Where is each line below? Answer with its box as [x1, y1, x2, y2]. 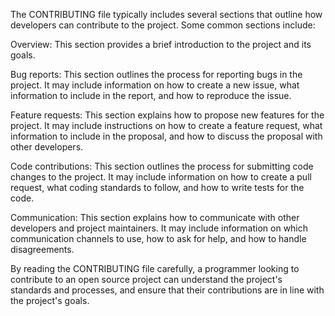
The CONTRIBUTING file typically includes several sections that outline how [10, 9, 323, 20]
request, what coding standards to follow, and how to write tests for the [10, 182, 305, 193]
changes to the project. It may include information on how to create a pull [10, 171, 312, 183]
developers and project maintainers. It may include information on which [10, 222, 309, 234]
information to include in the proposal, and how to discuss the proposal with [10, 130, 323, 142]
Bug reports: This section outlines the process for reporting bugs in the [10, 69, 303, 80]
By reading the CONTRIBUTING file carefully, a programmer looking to [10, 263, 300, 274]
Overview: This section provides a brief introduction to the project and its [10, 39, 312, 50]
